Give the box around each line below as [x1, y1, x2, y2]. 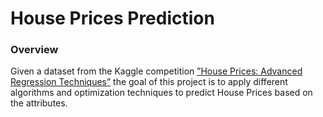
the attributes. [10, 97, 68, 109]
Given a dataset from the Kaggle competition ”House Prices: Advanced [10, 65, 303, 77]
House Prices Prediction [10, 7, 215, 30]
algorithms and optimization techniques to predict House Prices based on [10, 87, 313, 99]
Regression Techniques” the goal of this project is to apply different [10, 76, 288, 88]
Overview [10, 43, 59, 57]
